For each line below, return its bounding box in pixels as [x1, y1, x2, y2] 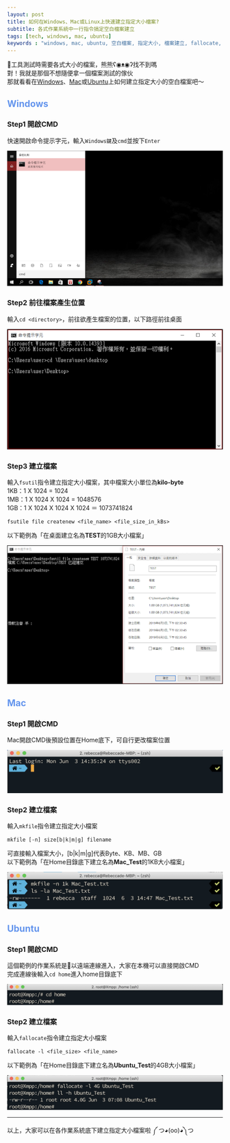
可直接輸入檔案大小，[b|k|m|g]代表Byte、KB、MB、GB [7, 849, 162, 857]
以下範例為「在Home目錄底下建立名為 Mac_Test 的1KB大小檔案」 [7, 858, 188, 866]
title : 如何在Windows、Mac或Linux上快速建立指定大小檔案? [7, 18, 159, 25]
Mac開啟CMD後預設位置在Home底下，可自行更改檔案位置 [7, 736, 170, 744]
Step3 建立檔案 [7, 462, 57, 471]
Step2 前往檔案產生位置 [7, 298, 86, 307]
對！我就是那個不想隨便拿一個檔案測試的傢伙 [7, 69, 133, 77]
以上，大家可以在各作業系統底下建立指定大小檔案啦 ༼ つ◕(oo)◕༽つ [7, 1126, 194, 1134]
